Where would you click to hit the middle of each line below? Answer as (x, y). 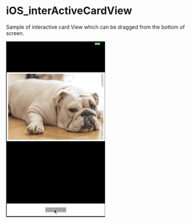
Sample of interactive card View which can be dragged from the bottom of (95, 27)
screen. (15, 33)
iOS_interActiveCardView (69, 11)
